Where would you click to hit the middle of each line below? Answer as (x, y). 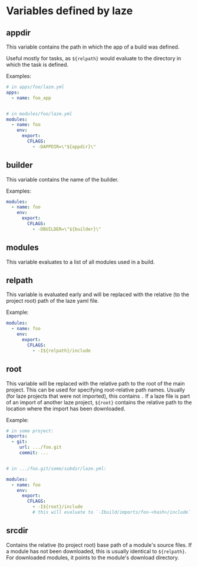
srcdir (17, 531)
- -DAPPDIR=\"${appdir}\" (64, 147)
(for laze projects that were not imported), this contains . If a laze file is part (98, 396)
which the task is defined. (37, 64)
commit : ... (34, 453)
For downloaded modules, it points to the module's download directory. (93, 558)
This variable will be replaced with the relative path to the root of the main (95, 383)
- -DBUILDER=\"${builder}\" (67, 229)
